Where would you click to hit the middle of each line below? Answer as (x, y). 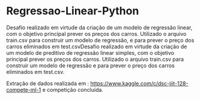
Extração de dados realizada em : (48, 83)
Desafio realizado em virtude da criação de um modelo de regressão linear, (99, 27)
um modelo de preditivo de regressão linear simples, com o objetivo (90, 52)
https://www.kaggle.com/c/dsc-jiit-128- (139, 83)
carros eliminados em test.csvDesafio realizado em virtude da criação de (97, 47)
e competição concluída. (73, 89)
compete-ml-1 (24, 89)
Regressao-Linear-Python (73, 11)
